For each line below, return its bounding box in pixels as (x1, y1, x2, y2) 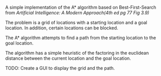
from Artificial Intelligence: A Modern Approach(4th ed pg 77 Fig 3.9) (5, 10, 149, 16)
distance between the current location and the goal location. (5, 55, 131, 61)
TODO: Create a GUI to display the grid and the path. (5, 65, 115, 71)
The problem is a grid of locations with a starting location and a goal (5, 20, 148, 25)
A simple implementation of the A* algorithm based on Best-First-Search (5, 5, 156, 10)
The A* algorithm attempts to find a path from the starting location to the (5, 35, 156, 41)
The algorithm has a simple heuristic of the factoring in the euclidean (5, 50, 149, 56)
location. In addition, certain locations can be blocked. (5, 25, 118, 31)
